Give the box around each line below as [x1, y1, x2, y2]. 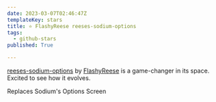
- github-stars [13, 36, 57, 42]
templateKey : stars [7, 16, 63, 23]
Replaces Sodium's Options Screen [7, 87, 107, 95]
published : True [7, 42, 53, 49]
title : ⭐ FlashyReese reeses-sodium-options [7, 23, 137, 29]
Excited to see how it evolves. [7, 74, 91, 82]
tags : [7, 29, 23, 36]
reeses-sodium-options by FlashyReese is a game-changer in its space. [7, 66, 210, 75]
